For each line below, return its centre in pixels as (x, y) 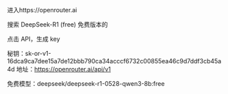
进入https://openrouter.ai (42, 10)
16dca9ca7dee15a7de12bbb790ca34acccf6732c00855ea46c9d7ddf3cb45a (114, 61)
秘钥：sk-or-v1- (29, 53)
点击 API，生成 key (34, 39)
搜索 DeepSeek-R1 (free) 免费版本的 (58, 25)
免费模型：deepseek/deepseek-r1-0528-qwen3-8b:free (86, 83)
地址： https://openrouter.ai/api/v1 (63, 69)
